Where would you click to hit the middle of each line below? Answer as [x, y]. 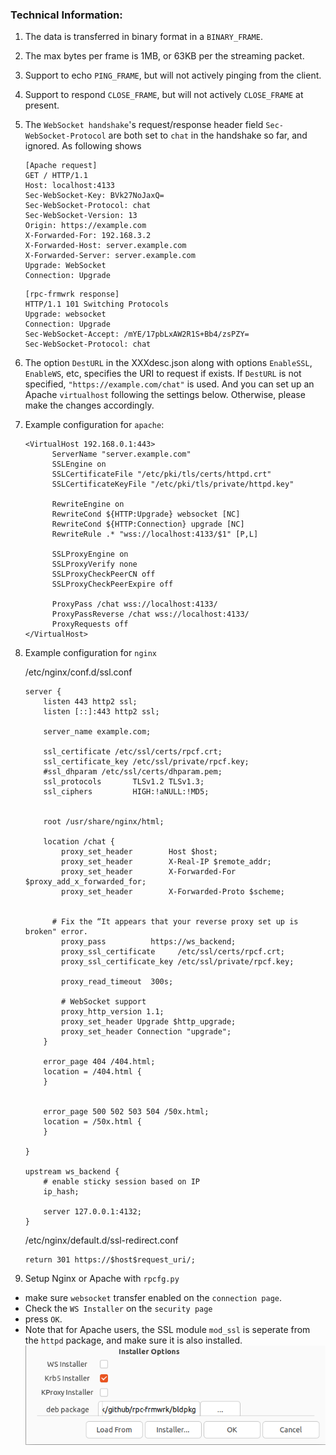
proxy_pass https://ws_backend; [149, 942]
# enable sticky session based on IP [121, 1182]
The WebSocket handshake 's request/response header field [144, 125]
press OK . [43, 1319]
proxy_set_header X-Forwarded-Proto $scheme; [173, 892]
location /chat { [79, 842]
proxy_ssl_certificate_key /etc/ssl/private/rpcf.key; [178, 962]
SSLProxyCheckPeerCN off [103, 574]
